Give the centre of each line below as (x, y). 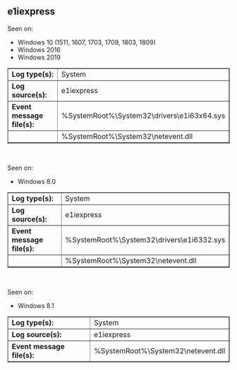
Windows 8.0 (37, 181)
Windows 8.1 (36, 305)
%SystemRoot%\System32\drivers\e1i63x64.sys (143, 116)
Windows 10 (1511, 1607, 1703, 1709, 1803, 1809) (87, 42)
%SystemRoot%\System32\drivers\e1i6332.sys (145, 240)
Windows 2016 (39, 49)
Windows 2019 (39, 57)
